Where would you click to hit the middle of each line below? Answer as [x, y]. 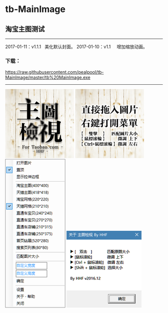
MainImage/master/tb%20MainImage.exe [48, 77]
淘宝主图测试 [25, 29]
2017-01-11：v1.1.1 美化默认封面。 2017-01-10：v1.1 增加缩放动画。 [76, 47]
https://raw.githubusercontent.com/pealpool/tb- [54, 72]
